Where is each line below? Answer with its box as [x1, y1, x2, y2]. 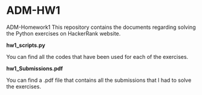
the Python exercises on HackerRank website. [6, 29, 121, 37]
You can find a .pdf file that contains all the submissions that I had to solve [6, 76, 192, 84]
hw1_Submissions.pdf [6, 64, 64, 72]
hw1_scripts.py [6, 41, 45, 49]
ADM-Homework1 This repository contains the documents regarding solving [6, 23, 196, 31]
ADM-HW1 [6, 4, 60, 17]
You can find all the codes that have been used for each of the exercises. [6, 53, 189, 60]
